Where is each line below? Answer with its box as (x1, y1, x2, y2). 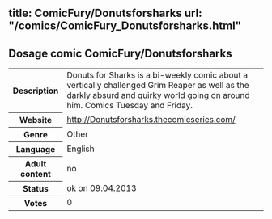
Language (15, 143, 56, 154)
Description (12, 85, 59, 96)
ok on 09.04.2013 (66, 182, 137, 193)
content (19, 168, 51, 179)
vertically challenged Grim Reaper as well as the (66, 80, 249, 91)
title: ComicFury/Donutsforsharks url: (8, 6, 202, 20)
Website (19, 114, 53, 125)
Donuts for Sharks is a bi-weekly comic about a (66, 69, 249, 81)
